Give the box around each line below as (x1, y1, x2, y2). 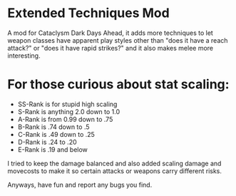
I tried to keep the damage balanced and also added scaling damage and (7, 159, 222, 167)
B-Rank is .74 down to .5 (17, 123, 91, 131)
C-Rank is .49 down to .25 (17, 130, 95, 138)
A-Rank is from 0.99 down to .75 (17, 115, 113, 123)
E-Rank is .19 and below (17, 145, 88, 154)
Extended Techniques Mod (7, 5, 170, 21)
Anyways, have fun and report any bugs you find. (7, 180, 153, 189)
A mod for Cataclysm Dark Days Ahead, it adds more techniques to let (7, 29, 214, 37)
